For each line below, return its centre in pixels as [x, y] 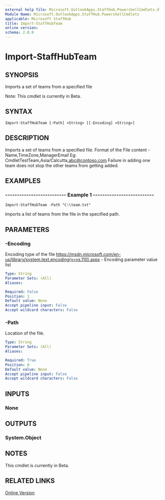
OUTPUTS [21, 424]
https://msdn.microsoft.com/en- [88, 254]
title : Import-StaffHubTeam [34, 23]
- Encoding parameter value [129, 259]
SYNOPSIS [22, 75]
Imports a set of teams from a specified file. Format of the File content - [78, 150]
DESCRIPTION [27, 138]
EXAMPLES [23, 181]
